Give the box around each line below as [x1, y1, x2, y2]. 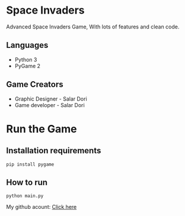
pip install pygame [6, 161, 55, 167]
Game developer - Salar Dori [14, 101, 85, 108]
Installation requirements [6, 146, 101, 156]
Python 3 [14, 56, 37, 63]
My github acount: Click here [6, 204, 77, 211]
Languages [6, 40, 49, 50]
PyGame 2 [14, 62, 40, 69]
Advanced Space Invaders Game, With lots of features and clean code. [6, 23, 180, 30]
